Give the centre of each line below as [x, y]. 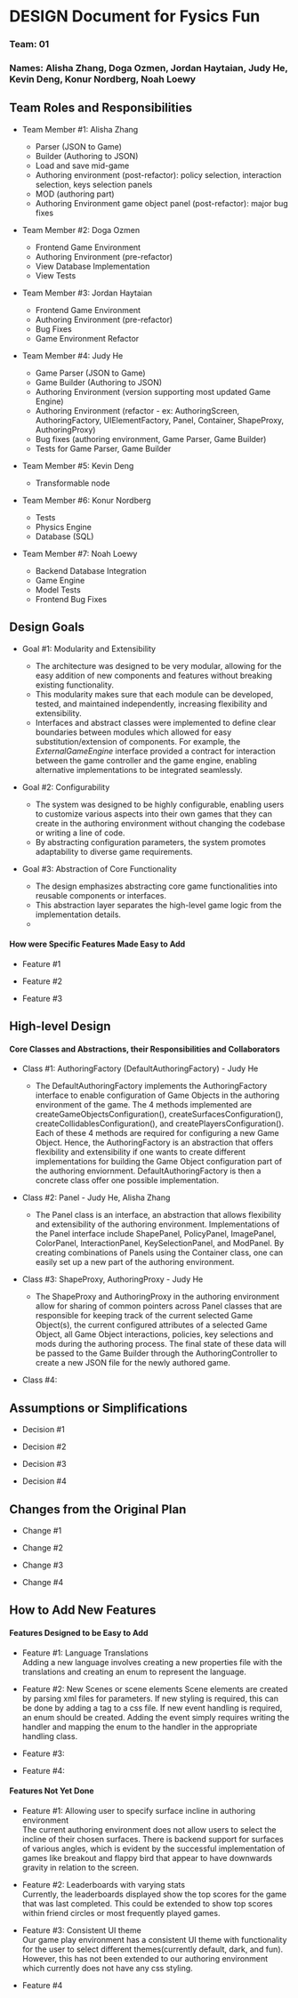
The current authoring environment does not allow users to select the [149, 1829]
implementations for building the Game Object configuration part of [159, 1162]
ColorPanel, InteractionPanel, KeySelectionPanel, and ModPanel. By [160, 1244]
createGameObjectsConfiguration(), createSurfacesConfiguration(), [159, 1115]
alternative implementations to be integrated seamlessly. [139, 769]
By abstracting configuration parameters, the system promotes [151, 842]
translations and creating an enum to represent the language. [134, 1672]
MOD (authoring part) [75, 194]
